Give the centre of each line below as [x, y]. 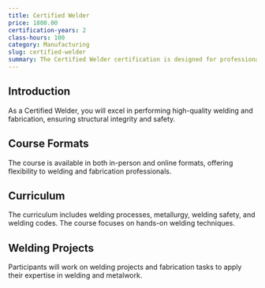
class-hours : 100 [37, 37]
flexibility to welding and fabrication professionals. [90, 171]
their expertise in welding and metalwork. [75, 275]
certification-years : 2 [47, 30]
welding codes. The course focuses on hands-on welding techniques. [121, 223]
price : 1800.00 [33, 23]
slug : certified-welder [47, 52]
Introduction [39, 92]
